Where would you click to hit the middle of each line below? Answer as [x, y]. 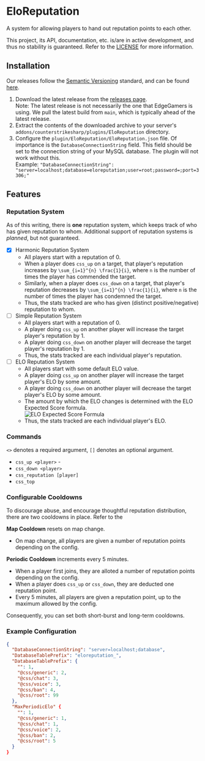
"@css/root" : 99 [38, 695]
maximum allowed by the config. [56, 604]
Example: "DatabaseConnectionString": [65, 164]
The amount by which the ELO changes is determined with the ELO [109, 401]
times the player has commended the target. [80, 277]
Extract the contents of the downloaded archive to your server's [96, 125]
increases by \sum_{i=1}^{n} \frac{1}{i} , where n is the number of [110, 270]
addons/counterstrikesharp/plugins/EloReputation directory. [92, 132]
